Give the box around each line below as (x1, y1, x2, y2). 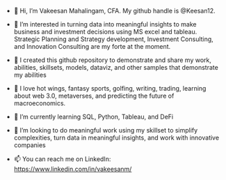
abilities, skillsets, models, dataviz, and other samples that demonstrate (13, 63, 219, 71)
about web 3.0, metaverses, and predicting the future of (13, 91, 175, 100)
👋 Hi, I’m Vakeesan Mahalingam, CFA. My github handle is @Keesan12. (13, 7, 216, 15)
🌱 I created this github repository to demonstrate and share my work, (13, 56, 212, 64)
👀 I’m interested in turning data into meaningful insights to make (13, 20, 197, 28)
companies (13, 141, 47, 149)
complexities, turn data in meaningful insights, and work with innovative (13, 133, 220, 142)
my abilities (13, 70, 47, 79)
